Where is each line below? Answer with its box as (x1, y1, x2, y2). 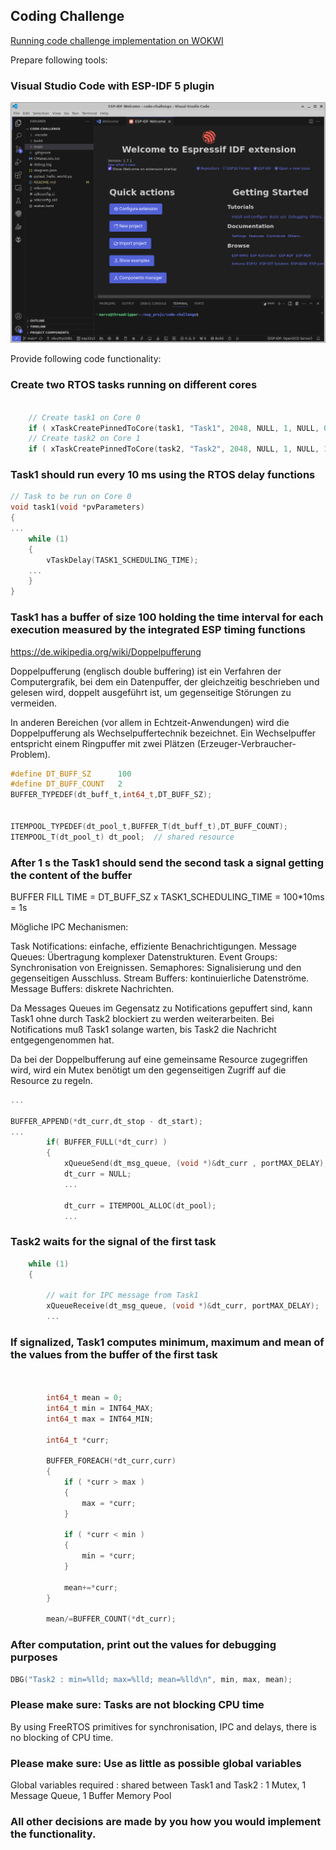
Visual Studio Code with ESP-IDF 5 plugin (10, 79, 215, 93)
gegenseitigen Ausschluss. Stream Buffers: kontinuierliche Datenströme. (10, 972, 310, 984)
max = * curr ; (81, 1498, 137, 1508)
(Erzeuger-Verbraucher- (196, 737, 297, 749)
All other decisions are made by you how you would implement (10, 1814, 322, 1828)
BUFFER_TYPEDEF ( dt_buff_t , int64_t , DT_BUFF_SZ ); (10, 790, 213, 800)
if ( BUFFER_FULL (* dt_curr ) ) (46, 1137, 168, 1148)
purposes (10, 1650, 58, 1664)
